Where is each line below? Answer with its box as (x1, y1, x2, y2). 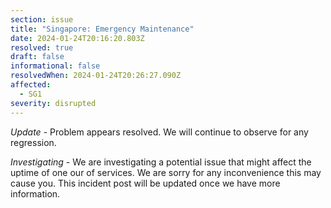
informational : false (10, 61, 101, 71)
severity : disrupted (10, 98, 97, 108)
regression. (10, 136, 57, 148)
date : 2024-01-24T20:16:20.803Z (10, 33, 145, 43)
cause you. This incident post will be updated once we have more (10, 177, 281, 189)
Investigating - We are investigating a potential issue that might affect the (10, 156, 312, 168)
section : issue (10, 14, 74, 25)
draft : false (10, 52, 65, 62)
